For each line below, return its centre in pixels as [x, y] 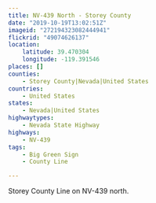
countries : [26, 89]
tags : [17, 147]
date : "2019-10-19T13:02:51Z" [58, 23]
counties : [24, 74]
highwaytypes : [31, 118]
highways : [24, 132]
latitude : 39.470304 [56, 52]
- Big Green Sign [51, 154]
